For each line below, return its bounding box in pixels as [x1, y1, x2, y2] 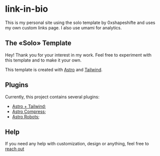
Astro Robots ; [12, 113, 40, 119]
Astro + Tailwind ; [12, 103, 46, 109]
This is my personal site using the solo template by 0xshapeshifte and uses [5, 20, 156, 25]
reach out [5, 146, 24, 152]
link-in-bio [5, 3, 48, 15]
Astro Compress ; [12, 109, 46, 114]
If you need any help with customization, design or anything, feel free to [5, 141, 149, 147]
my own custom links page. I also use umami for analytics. [5, 24, 122, 30]
